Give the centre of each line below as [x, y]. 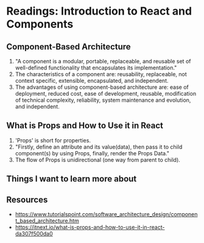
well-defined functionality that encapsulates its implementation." [96, 68]
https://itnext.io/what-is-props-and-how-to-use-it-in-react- [90, 227]
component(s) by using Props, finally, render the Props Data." [92, 153]
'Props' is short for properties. [53, 140]
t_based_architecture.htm [47, 221]
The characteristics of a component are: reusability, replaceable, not [101, 74]
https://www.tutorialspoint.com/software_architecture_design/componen [106, 214]
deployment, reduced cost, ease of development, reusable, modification [106, 93]
